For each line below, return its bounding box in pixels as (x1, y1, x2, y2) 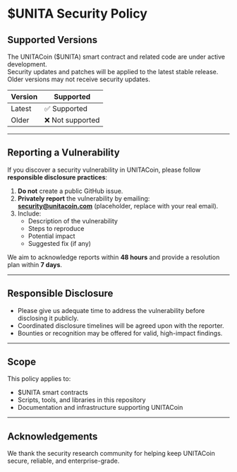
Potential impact (28, 232, 75, 240)
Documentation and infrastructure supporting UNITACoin (17, 403, 183, 412)
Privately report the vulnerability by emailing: (17, 194, 150, 203)
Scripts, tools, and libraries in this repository (17, 396, 146, 404)
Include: (17, 209, 42, 218)
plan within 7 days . (7, 260, 62, 269)
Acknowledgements (7, 430, 98, 442)
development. (7, 60, 47, 69)
